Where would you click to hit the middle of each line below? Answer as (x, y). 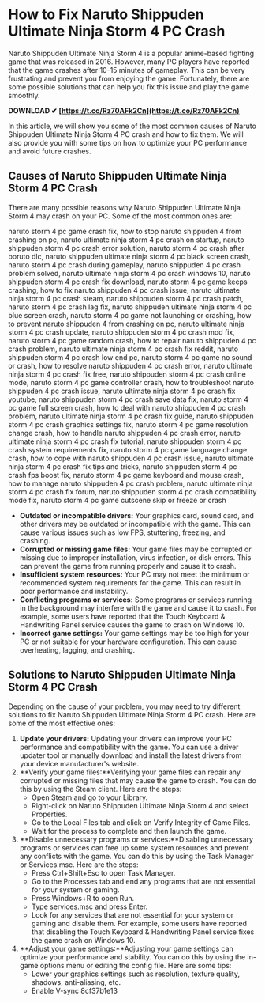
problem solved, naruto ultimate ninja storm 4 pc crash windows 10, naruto (129, 273)
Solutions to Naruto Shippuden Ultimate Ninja (122, 675)
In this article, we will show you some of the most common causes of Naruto (132, 126)
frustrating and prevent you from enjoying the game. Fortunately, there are (129, 78)
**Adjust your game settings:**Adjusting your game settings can (127, 948)
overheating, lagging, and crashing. (77, 649)
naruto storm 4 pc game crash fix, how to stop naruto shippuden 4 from (125, 231)
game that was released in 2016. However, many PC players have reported (129, 62)
